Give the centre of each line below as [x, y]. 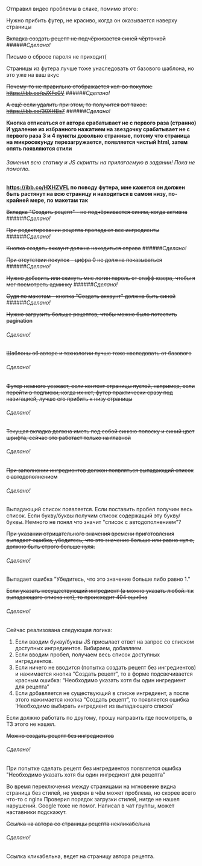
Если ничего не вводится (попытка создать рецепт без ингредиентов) [106, 667]
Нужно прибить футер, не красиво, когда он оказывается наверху [92, 20]
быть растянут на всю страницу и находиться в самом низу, [87, 194]
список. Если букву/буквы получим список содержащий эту [84, 515]
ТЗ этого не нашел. [31, 724]
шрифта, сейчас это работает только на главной [69, 438]
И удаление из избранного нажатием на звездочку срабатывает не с [98, 129]
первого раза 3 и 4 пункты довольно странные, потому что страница [98, 136]
